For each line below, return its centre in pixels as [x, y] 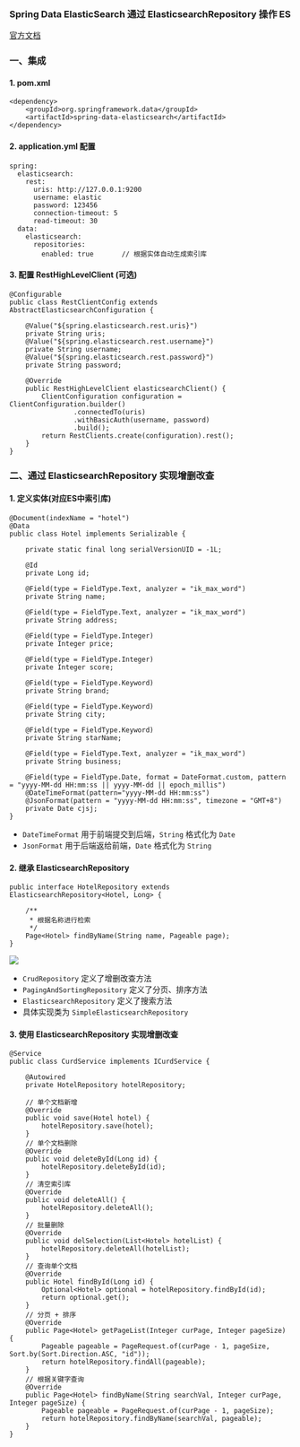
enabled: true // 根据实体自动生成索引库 [124, 254]
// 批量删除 [45, 1225]
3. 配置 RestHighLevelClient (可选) [73, 275]
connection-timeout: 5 [75, 213]
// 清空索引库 [48, 1185]
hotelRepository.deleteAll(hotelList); [116, 1249]
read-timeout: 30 [65, 221]
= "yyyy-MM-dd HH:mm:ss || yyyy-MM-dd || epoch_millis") [118, 785]
